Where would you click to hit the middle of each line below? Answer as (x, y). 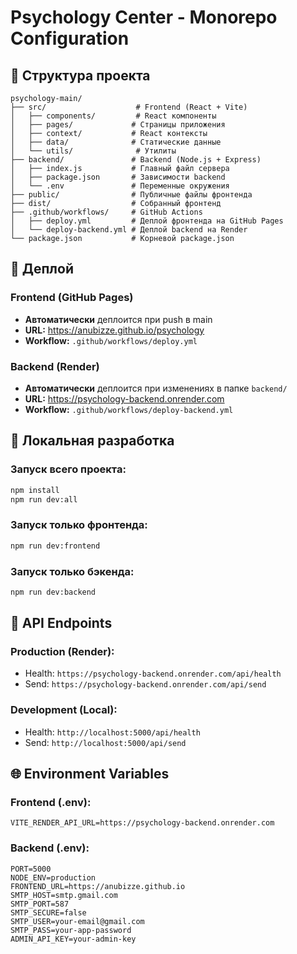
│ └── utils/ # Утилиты (93, 151)
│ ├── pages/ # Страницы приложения (118, 125)
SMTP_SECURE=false (48, 912)
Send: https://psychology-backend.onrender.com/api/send (145, 684)
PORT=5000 (31, 869)
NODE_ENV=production (53, 877)
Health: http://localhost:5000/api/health (112, 732)
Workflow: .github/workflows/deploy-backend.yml (129, 409)
